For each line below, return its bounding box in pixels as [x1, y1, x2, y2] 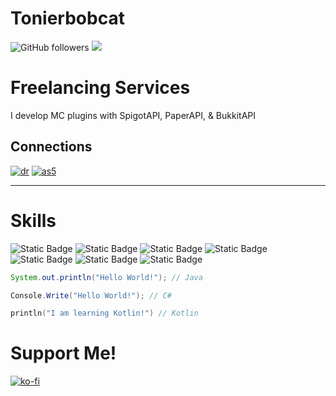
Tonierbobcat [10, 7, 125, 30]
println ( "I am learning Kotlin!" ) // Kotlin [10, 308, 199, 319]
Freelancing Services [10, 77, 191, 99]
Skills [10, 209, 57, 232]
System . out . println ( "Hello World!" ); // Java [10, 272, 203, 282]
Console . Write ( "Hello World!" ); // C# [10, 290, 172, 301]
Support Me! [10, 342, 117, 365]
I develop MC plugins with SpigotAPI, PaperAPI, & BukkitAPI [10, 109, 256, 121]
